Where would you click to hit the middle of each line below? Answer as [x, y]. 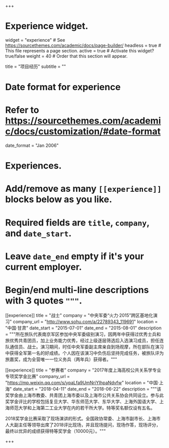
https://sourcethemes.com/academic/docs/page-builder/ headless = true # [83, 45]
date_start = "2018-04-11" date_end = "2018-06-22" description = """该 [87, 389]
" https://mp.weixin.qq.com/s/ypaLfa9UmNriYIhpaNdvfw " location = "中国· [82, 383]
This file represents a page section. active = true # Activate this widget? [80, 50]
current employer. [44, 267]
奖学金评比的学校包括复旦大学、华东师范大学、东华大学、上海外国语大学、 [82, 401]
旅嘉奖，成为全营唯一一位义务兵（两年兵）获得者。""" [61, 359]
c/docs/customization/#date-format [83, 132]
